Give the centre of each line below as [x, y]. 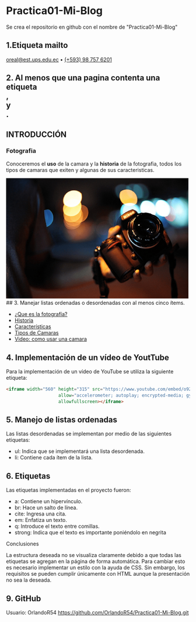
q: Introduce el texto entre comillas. [57, 526]
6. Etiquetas [28, 476]
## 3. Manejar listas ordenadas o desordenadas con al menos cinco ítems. [95, 303]
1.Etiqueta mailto [37, 45]
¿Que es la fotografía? [41, 314]
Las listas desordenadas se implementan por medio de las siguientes [89, 434]
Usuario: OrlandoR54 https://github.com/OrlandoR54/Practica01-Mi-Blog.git [97, 613]
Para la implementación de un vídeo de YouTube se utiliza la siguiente [90, 372]
